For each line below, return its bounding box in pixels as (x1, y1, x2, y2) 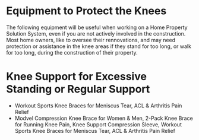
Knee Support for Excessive (6, 70, 147, 84)
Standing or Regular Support (6, 82, 150, 96)
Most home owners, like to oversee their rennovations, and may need (6, 36, 176, 43)
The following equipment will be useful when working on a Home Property (6, 24, 188, 31)
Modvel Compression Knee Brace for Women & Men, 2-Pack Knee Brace (14, 114, 193, 122)
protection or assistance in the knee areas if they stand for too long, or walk (6, 43, 192, 50)
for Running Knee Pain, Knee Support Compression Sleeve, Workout (14, 120, 182, 128)
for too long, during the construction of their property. (6, 49, 138, 56)
